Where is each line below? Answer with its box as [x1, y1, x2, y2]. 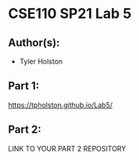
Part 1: [8, 79, 40, 93]
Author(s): [8, 36, 60, 49]
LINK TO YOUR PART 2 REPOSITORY [8, 144, 127, 153]
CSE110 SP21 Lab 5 [8, 5, 132, 23]
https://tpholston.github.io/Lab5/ [8, 100, 113, 110]
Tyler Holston [19, 56, 63, 66]
